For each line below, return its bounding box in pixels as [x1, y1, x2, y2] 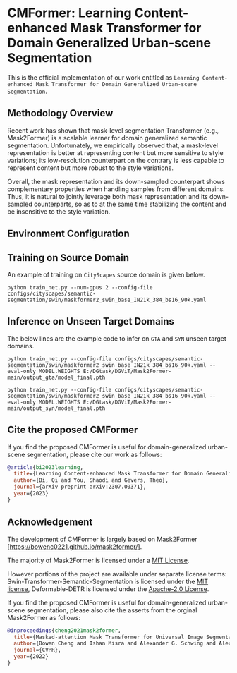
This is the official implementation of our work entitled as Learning [7, 73, 200, 82]
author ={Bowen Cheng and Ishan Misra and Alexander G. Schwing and [13, 640, 217, 647]
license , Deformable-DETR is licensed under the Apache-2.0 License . [7, 584, 209, 593]
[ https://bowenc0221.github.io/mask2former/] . [7, 542, 142, 551]
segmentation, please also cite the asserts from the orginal [26, 605, 197, 614]
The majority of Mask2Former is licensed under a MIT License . [7, 556, 190, 564]
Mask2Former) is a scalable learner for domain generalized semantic [7, 133, 207, 142]
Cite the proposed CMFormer [7, 424, 138, 436]
